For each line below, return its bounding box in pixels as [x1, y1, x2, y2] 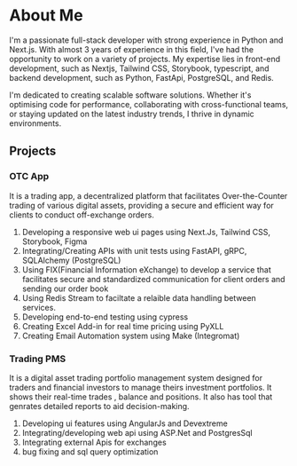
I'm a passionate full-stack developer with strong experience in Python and [9, 35, 284, 45]
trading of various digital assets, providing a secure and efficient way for [9, 200, 275, 210]
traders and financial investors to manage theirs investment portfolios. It [9, 382, 272, 392]
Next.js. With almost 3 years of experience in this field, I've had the [9, 43, 254, 54]
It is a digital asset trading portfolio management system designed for [9, 372, 263, 383]
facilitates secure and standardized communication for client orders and [21, 273, 285, 284]
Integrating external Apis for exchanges [21, 437, 167, 447]
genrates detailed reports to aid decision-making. [9, 400, 190, 411]
